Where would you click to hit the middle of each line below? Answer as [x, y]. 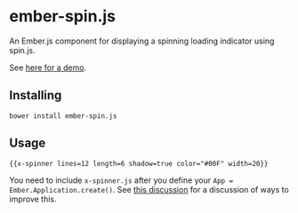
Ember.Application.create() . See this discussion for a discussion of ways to [149, 189]
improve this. [33, 199]
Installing [36, 95]
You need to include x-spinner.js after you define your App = [121, 180]
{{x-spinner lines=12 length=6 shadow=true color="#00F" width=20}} [139, 163]
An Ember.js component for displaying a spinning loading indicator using [142, 41]
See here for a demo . [48, 67]
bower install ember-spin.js [63, 116]
